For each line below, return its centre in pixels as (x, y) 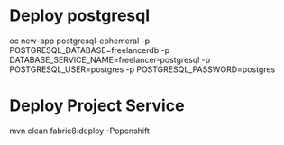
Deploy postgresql (80, 16)
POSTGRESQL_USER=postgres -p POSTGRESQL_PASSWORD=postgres (142, 69)
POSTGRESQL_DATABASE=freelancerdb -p (89, 50)
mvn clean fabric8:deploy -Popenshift (80, 131)
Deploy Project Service (97, 106)
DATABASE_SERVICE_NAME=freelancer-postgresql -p (110, 59)
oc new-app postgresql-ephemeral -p (80, 41)
